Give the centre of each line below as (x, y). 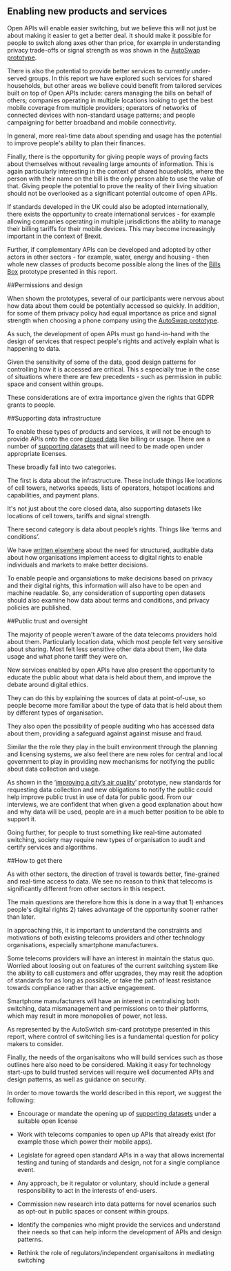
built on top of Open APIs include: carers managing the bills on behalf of (110, 93)
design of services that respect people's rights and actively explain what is (113, 341)
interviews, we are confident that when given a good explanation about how (115, 804)
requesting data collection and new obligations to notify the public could (110, 789)
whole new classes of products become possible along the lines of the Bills (114, 264)
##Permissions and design (45, 285)
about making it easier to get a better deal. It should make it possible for (109, 35)
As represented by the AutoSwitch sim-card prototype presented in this (109, 1029)
